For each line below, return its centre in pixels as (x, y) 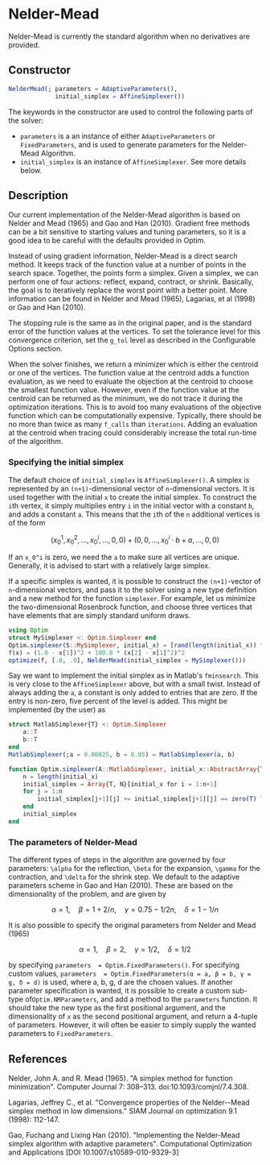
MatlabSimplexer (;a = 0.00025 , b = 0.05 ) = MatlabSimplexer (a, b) (122, 754)
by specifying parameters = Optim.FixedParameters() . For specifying (124, 965)
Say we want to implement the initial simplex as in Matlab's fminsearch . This (133, 676)
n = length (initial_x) (61, 777)
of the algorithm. (36, 442)
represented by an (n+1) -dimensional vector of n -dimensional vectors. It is (132, 488)
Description (38, 195)
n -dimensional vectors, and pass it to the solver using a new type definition (133, 590)
